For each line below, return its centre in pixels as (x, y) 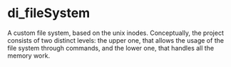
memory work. (29, 56)
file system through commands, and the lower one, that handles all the (111, 48)
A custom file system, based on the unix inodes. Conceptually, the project (116, 33)
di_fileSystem (49, 13)
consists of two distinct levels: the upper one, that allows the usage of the (116, 40)
